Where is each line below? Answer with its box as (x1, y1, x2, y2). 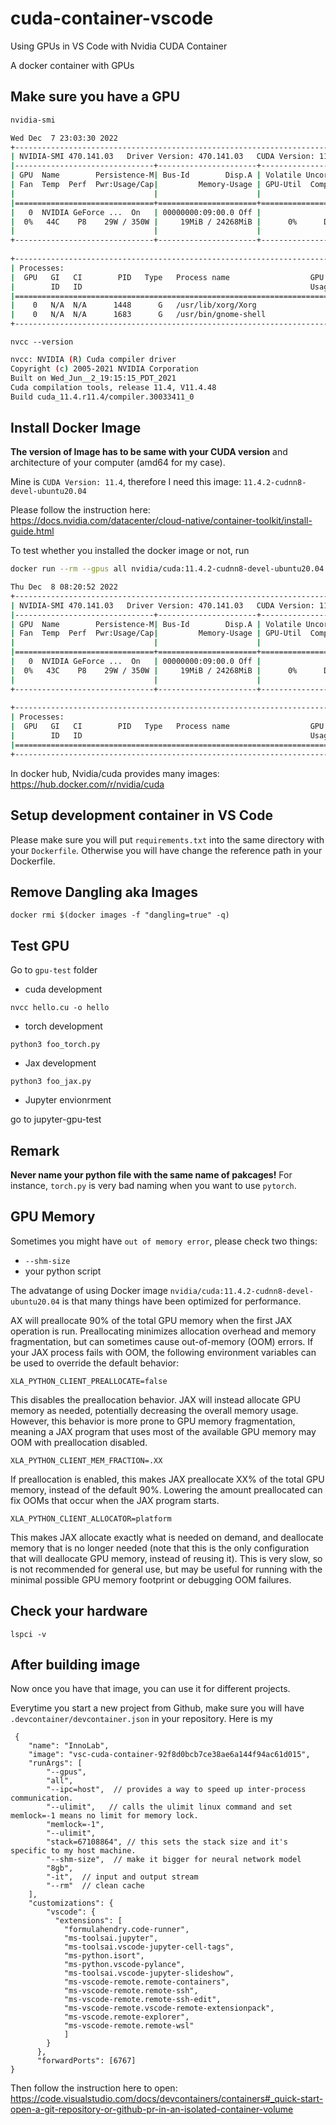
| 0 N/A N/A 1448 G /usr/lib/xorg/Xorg (10, 300, 257, 311)
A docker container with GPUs (10, 59, 135, 71)
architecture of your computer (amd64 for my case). (10, 457, 226, 469)
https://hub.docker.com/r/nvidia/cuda (10, 778, 165, 790)
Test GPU (10, 937, 70, 954)
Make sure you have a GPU (10, 88, 181, 106)
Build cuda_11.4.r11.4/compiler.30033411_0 (10, 392, 195, 402)
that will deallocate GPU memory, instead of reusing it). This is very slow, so (10, 1552, 323, 1564)
